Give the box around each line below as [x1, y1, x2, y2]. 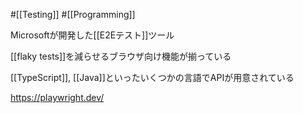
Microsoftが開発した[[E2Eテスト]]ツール [10, 29, 175, 41]
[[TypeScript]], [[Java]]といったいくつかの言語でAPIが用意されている [10, 72, 295, 83]
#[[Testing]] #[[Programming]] [10, 9, 136, 20]
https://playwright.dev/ [10, 92, 105, 103]
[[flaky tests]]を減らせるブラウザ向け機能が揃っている [10, 50, 232, 62]
